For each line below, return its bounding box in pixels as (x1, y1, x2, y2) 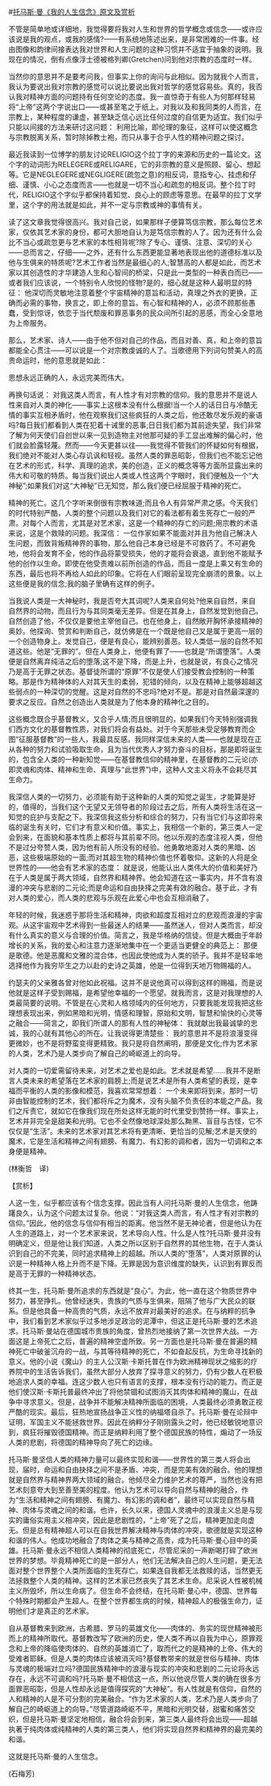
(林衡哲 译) (8, 1164, 50, 1173)
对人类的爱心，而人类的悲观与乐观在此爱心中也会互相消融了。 (8, 893, 214, 903)
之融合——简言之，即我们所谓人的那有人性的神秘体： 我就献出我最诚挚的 (8, 1018, 251, 1028)
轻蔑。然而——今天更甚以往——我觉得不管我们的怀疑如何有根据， (43, 440, 263, 450)
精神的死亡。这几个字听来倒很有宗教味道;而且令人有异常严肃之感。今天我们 (8, 498, 258, 508)
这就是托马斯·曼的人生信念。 (8, 1752, 103, 1761)
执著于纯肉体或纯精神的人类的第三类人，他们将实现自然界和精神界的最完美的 (8, 1725, 263, 1733)
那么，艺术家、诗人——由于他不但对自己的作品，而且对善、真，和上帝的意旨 (8, 335, 263, 345)
